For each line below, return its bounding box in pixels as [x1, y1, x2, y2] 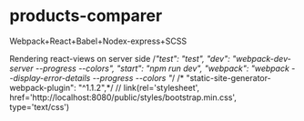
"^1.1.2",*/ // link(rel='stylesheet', [77, 82, 200, 93]
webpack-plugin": [9, 82, 77, 93]
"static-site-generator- [186, 72, 271, 83]
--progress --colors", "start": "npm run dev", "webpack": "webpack [35, 63, 289, 74]
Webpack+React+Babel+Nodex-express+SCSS [9, 35, 187, 46]
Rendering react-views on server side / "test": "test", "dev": [9, 53, 230, 64]
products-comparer [9, 5, 163, 26]
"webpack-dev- [231, 53, 291, 64]
